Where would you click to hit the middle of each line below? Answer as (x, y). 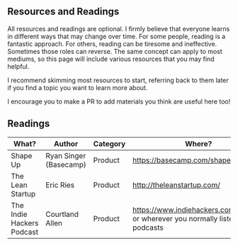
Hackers (25, 223)
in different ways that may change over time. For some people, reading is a (117, 36)
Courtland (62, 214)
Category (109, 143)
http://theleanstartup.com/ (176, 185)
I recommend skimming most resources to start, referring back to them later (118, 80)
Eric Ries (60, 185)
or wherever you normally (175, 218)
